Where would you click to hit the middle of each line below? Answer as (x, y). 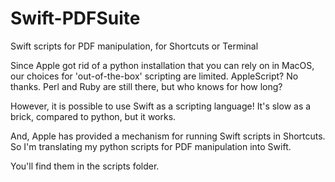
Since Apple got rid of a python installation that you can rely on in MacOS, (162, 65)
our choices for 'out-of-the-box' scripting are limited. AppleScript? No (154, 76)
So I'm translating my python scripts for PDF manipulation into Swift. (151, 146)
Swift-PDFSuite (75, 18)
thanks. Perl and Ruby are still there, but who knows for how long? (146, 86)
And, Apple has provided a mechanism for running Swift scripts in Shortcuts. (168, 136)
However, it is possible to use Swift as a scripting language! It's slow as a (161, 106)
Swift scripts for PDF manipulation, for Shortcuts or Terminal (134, 46)
